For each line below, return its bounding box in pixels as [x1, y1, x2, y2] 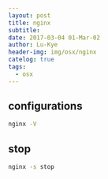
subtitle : [8, 26, 41, 34]
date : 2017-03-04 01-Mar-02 [8, 33, 101, 42]
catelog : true [8, 56, 55, 64]
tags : [8, 63, 26, 71]
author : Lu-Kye [8, 41, 58, 49]
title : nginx [8, 19, 51, 27]
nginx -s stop [8, 163, 55, 171]
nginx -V [8, 120, 37, 129]
